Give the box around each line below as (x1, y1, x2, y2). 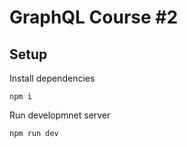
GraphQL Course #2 (9, 6, 179, 29)
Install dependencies (9, 72, 96, 84)
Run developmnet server (9, 109, 111, 121)
